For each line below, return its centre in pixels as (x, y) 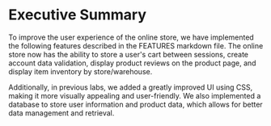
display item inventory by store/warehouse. (80, 71)
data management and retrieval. (61, 113)
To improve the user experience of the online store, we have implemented (131, 37)
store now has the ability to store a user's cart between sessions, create (129, 54)
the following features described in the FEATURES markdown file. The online (136, 45)
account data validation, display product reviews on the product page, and (132, 63)
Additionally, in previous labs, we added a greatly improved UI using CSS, (131, 87)
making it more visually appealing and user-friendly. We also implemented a (135, 95)
